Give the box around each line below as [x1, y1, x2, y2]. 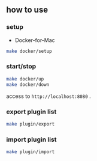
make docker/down [6, 81, 50, 88]
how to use [6, 5, 48, 15]
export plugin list [6, 108, 57, 116]
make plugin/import [6, 149, 55, 155]
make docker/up [6, 76, 44, 82]
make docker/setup [6, 48, 52, 54]
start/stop [6, 62, 37, 71]
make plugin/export [6, 121, 55, 127]
